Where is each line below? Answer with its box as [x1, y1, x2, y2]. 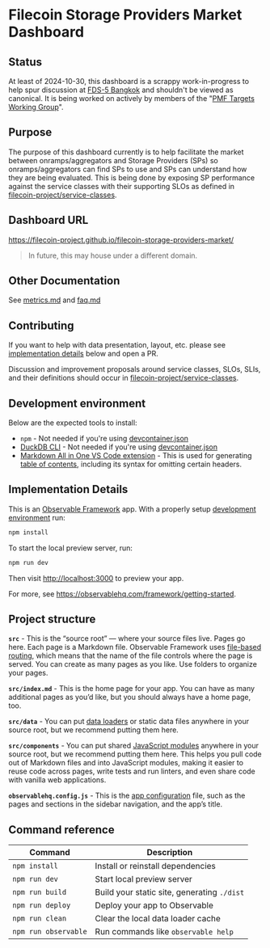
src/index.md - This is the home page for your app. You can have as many [8, 684, 255, 693]
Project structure [8, 613, 96, 626]
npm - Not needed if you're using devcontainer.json [19, 434, 188, 444]
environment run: [8, 512, 66, 522]
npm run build [12, 887, 67, 897]
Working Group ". [8, 103, 64, 112]
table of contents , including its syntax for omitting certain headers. [19, 459, 243, 470]
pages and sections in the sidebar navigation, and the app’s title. [8, 799, 223, 809]
